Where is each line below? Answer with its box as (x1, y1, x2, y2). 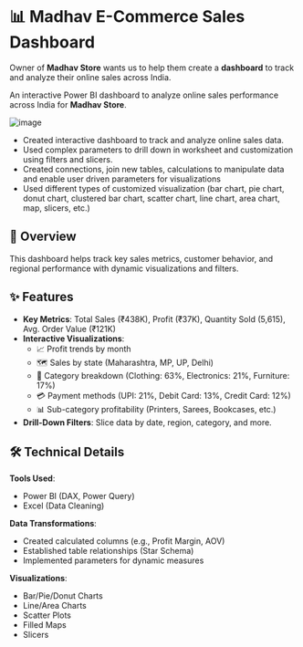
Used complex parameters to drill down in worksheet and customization (22, 144, 294, 155)
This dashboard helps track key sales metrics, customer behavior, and (9, 253, 274, 264)
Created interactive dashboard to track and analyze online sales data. (22, 134, 285, 145)
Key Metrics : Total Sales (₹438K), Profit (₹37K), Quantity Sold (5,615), (22, 313, 286, 324)
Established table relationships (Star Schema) (22, 546, 194, 557)
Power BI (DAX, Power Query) (22, 491, 135, 502)
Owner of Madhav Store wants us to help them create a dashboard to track (9, 62, 295, 73)
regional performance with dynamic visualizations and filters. (9, 263, 239, 274)
